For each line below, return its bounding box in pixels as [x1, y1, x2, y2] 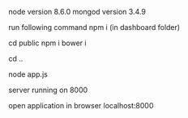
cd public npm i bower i [8, 38, 87, 48]
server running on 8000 [8, 85, 88, 95]
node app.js [8, 70, 49, 79]
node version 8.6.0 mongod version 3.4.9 [8, 7, 146, 16]
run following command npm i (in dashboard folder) [8, 23, 181, 32]
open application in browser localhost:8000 [8, 101, 154, 110]
